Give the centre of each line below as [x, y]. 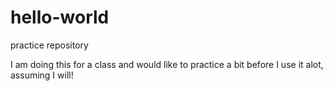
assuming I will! [42, 75]
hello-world [60, 17]
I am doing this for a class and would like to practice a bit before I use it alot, [167, 64]
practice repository [49, 45]
